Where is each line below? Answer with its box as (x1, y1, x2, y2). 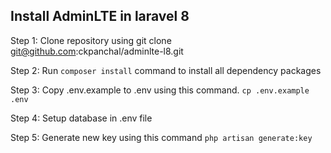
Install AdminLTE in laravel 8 (10, 8, 190, 25)
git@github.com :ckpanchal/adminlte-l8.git (10, 45, 184, 57)
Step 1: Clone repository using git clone (10, 34, 172, 46)
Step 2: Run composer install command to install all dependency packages (10, 64, 322, 76)
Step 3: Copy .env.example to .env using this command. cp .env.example (10, 84, 310, 96)
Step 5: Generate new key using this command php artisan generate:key (10, 131, 313, 143)
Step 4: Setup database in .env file (10, 112, 153, 124)
